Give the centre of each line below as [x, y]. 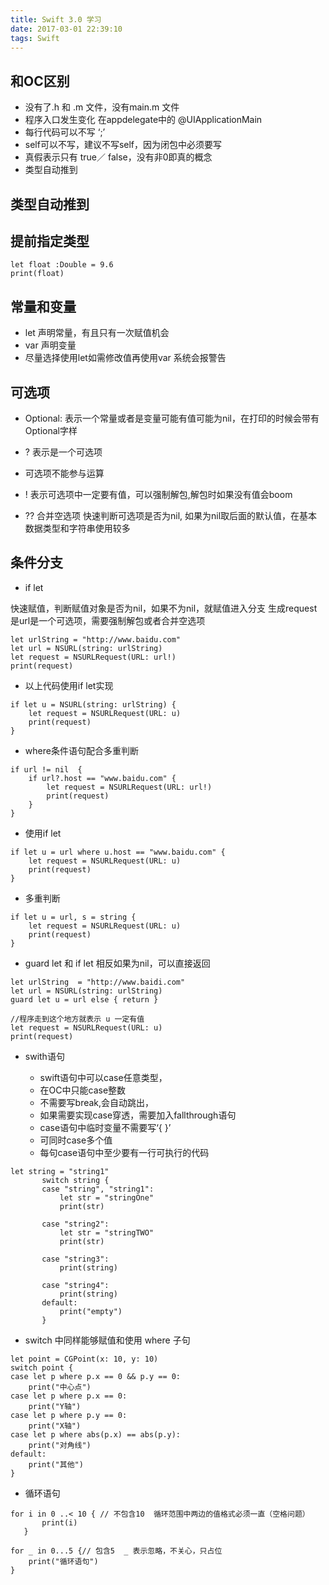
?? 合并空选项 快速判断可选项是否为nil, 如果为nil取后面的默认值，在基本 [171, 516]
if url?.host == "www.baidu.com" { [102, 778]
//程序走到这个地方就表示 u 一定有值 [77, 1019]
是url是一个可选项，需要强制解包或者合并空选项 [108, 620]
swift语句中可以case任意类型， [103, 1077]
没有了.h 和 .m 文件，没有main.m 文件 [102, 107]
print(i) [59, 1522]
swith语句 [44, 1056]
